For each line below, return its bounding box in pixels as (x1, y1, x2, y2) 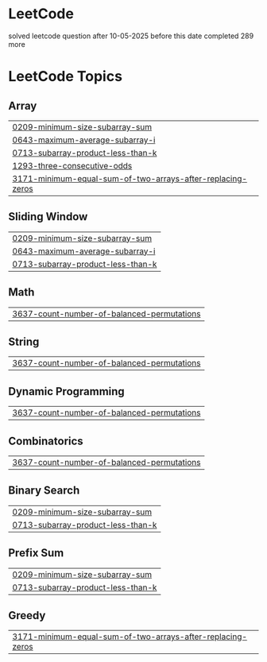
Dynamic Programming (8, 385, 125, 398)
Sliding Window (8, 210, 88, 223)
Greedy (8, 609, 46, 622)
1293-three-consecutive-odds (12, 160, 133, 171)
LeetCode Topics (8, 68, 123, 86)
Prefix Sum (8, 546, 64, 560)
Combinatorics (8, 434, 83, 447)
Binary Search (8, 484, 80, 497)
